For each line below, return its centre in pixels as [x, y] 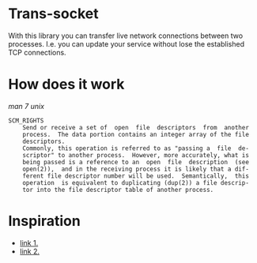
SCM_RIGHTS [26, 120]
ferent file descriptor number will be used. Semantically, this [136, 176]
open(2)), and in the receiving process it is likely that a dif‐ [136, 169]
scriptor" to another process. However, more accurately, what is [136, 155]
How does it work [66, 85]
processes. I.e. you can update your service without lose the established [127, 43]
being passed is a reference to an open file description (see [136, 162]
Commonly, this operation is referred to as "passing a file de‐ [136, 148]
